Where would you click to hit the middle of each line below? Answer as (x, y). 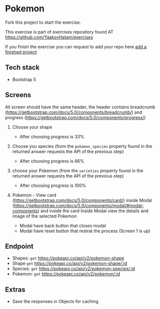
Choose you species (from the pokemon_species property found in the (82, 146)
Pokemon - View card (34, 195)
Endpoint (19, 246)
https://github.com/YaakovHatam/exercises (49, 37)
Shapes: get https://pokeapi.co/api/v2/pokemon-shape (68, 258)
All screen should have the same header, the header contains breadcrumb (80, 107)
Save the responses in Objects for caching (55, 302)
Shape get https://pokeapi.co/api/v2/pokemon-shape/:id (69, 264)
